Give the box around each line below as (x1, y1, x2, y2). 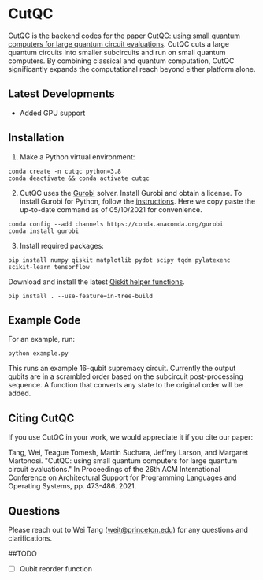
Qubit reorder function (19, 564, 93, 573)
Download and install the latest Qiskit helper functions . (8, 277, 185, 286)
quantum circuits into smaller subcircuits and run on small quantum (8, 47, 226, 57)
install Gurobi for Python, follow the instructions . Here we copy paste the (19, 196, 256, 206)
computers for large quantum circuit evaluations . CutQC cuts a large (8, 39, 230, 48)
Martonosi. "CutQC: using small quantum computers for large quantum (8, 456, 238, 466)
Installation (8, 131, 65, 144)
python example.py (8, 350, 69, 357)
